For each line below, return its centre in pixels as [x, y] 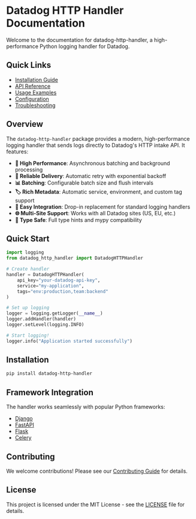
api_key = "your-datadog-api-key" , [59, 280]
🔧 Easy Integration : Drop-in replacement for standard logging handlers [102, 207]
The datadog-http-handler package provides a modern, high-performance [98, 138]
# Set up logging [28, 308]
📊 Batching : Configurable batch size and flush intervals [84, 183]
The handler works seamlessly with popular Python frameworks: [86, 407]
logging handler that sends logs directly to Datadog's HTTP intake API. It [96, 145]
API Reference [33, 86]
